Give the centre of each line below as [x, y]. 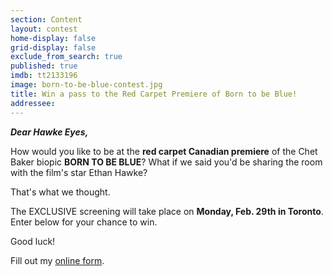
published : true [44, 66]
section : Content [46, 19]
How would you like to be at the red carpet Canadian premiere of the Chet [164, 151]
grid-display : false [53, 47]
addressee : [33, 103]
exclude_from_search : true [66, 57]
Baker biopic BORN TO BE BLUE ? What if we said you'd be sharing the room [166, 162]
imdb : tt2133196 [44, 76]
